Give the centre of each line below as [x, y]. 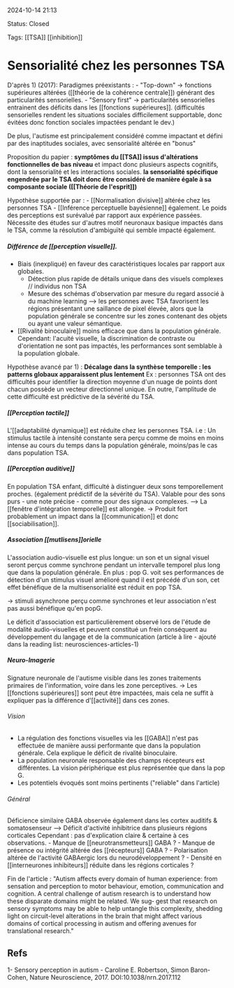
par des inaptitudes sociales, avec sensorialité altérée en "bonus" [102, 143]
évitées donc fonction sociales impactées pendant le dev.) [91, 122]
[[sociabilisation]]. [33, 523]
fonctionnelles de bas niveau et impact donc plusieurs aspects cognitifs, [113, 164]
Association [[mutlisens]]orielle [54, 540]
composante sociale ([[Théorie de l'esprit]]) [72, 187]
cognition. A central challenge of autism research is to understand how [109, 894]
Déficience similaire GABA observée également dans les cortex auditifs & [112, 820]
